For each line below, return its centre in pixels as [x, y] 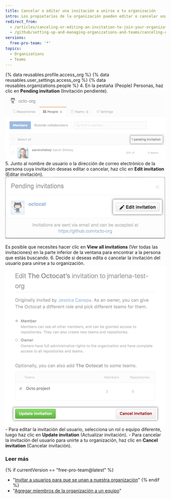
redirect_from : [21, 21]
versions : [16, 38]
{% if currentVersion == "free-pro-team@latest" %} [60, 470]
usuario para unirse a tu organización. [45, 263]
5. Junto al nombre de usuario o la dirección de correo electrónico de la [80, 163]
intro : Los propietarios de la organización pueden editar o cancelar [82, 16]
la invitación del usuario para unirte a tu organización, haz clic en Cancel [82, 440]
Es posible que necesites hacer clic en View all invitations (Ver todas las [82, 247]
